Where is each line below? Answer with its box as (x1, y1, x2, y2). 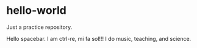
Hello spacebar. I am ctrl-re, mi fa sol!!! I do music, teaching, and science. (6, 35, 192, 42)
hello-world (6, 4, 67, 17)
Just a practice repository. (6, 23, 73, 31)
